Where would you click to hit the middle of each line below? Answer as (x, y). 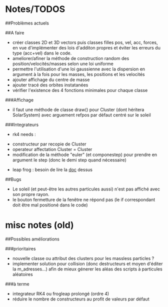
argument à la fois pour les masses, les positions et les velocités (78, 74)
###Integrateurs (22, 124)
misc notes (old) (39, 225)
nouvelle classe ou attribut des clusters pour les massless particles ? (83, 258)
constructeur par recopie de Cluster (49, 144)
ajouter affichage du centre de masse (51, 79)
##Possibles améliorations (32, 239)
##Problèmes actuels (27, 23)
